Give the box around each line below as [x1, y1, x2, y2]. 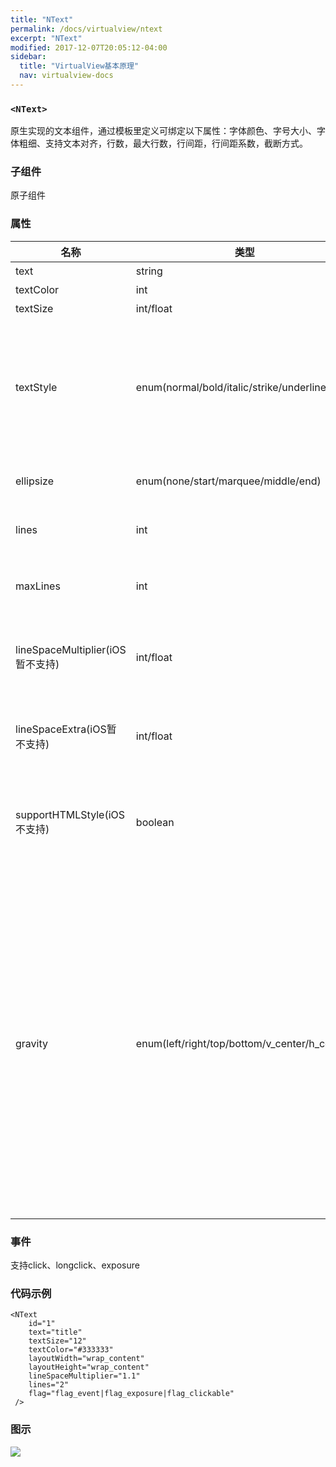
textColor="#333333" [28, 1345, 114, 1355]
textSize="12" [28, 1336, 87, 1346]
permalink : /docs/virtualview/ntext [10, 24, 163, 34]
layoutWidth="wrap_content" [28, 1354, 145, 1364]
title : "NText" [10, 14, 74, 25]
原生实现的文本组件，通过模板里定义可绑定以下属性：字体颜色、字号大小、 [10, 125, 317, 137]
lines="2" [28, 1380, 70, 1390]
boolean [135, 815, 175, 829]
